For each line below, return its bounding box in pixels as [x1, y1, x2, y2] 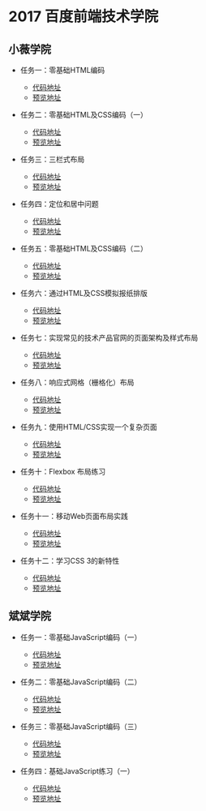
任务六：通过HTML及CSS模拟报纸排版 [19, 289, 148, 298]
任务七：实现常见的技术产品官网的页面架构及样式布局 [19, 333, 199, 342]
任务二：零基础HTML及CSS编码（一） [19, 110, 148, 119]
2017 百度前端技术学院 [8, 7, 159, 26]
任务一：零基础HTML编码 [19, 66, 105, 75]
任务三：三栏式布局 [19, 155, 85, 164]
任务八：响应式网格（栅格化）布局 [19, 378, 135, 387]
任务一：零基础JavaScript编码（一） [19, 632, 142, 642]
